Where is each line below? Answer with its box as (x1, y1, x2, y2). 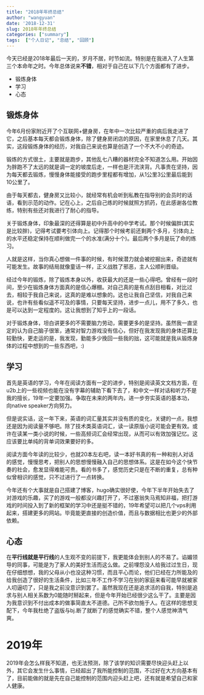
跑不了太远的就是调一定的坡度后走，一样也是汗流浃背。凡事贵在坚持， (16, 163, 192, 171)
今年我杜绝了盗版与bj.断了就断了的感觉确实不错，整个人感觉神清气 (22, 607, 188, 614)
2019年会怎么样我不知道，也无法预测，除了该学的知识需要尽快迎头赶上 (6, 659, 183, 667)
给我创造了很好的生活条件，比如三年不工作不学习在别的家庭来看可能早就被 (6, 576, 192, 584)
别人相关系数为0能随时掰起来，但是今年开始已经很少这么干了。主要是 (16, 591, 191, 599)
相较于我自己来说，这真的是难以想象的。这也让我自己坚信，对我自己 (16, 291, 187, 298)
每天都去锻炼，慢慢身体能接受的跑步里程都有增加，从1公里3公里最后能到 (11, 171, 193, 178)
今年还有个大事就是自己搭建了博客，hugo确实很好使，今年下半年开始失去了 (6, 486, 195, 493)
